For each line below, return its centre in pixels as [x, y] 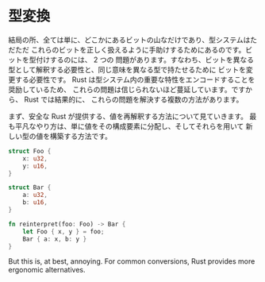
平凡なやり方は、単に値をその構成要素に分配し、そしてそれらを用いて [129, 126]
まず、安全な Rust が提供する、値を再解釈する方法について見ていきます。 [128, 116]
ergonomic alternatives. [47, 270]
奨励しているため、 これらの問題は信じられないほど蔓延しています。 [120, 89]
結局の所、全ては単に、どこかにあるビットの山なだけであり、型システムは [129, 40]
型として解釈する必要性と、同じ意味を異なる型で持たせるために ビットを [127, 69]
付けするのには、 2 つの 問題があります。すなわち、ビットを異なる [144, 60]
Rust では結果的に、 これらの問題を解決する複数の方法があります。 [133, 99]
